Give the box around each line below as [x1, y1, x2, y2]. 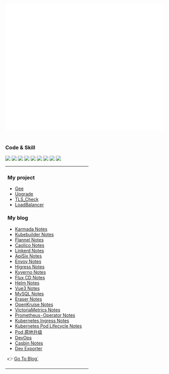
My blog [7, 214, 28, 221]
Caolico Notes [15, 242, 45, 248]
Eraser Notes [15, 296, 42, 302]
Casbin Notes [15, 340, 44, 346]
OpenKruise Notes [15, 301, 54, 307]
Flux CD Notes [15, 274, 46, 280]
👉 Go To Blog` [7, 355, 39, 361]
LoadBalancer [15, 202, 44, 208]
